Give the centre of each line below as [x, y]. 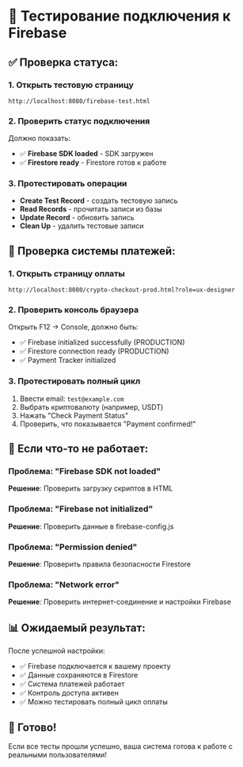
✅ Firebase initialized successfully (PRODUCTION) [102, 342]
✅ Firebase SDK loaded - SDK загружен [86, 154]
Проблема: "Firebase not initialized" [81, 509]
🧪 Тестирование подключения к [120, 16]
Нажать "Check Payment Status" [74, 415]
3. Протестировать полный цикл [74, 381]
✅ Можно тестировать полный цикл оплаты [94, 702]
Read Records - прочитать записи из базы [91, 209]
